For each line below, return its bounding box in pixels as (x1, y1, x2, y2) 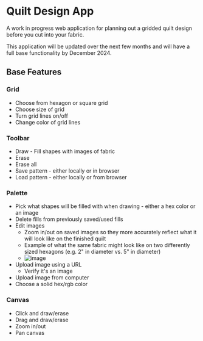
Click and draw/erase (15, 309, 69, 317)
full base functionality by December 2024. (6, 49, 112, 56)
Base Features (6, 67, 62, 77)
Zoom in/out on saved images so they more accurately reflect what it (24, 229, 197, 236)
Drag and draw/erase (15, 316, 69, 323)
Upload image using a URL (15, 261, 82, 268)
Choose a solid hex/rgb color (15, 281, 88, 288)
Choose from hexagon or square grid (15, 99, 108, 106)
